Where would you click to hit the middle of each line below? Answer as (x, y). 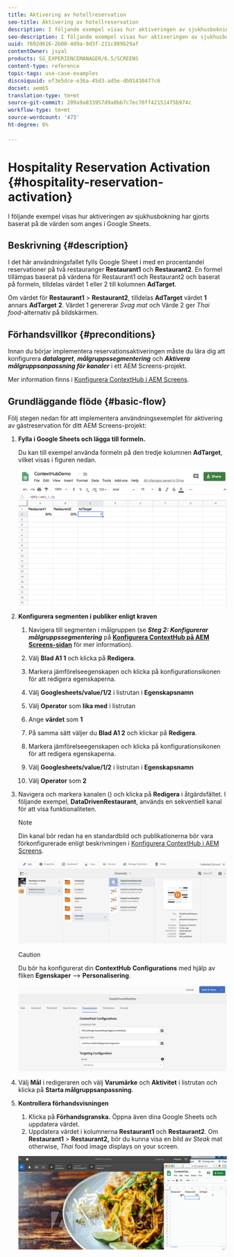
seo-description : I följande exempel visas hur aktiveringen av (103, 37)
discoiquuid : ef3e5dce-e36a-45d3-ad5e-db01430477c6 (84, 81)
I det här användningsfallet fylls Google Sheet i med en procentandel (106, 262)
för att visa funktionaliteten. (57, 809)
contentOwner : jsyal (38, 51)
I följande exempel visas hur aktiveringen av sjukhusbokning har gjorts (109, 216)
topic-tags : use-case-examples (53, 73)
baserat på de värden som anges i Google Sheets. (80, 223)
